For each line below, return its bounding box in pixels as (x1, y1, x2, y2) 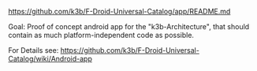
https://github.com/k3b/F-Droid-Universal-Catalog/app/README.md (8, 7, 231, 16)
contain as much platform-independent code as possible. (8, 31, 195, 39)
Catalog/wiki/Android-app (8, 54, 92, 63)
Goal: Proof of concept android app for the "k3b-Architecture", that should (8, 22, 250, 31)
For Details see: (8, 46, 59, 54)
